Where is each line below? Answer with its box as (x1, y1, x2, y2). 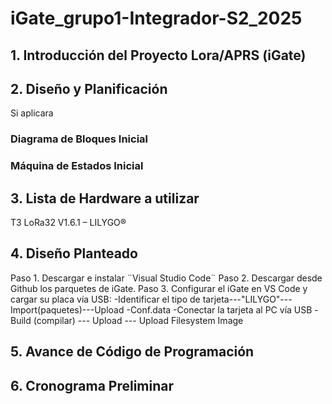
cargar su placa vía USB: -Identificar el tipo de (10, 293, 201, 305)
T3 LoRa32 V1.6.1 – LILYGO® (10, 217, 127, 229)
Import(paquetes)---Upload (10, 303, 125, 316)
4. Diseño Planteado (10, 245, 138, 262)
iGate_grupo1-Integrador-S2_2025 (10, 7, 303, 30)
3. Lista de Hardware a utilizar (10, 190, 200, 207)
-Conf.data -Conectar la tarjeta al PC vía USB (126, 303, 313, 316)
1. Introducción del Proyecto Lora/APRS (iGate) (10, 47, 307, 64)
